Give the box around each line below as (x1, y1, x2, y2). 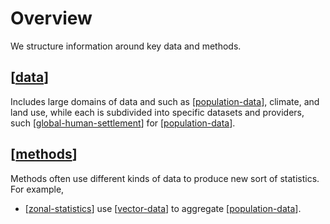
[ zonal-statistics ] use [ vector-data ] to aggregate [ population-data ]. (24, 202, 302, 214)
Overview (10, 7, 93, 30)
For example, (10, 183, 65, 195)
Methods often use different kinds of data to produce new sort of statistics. (10, 172, 320, 184)
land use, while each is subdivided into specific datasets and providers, (10, 106, 305, 118)
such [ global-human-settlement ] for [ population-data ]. (10, 117, 236, 129)
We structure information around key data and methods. (10, 40, 242, 52)
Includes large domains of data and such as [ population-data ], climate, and (10, 95, 320, 107)
